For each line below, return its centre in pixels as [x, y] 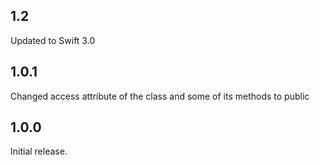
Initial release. [39, 151]
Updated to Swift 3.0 [53, 40]
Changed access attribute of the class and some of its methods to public [160, 96]
